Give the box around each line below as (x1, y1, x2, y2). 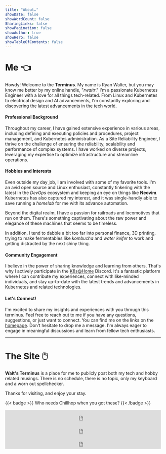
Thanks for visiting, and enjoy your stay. (5, 390, 86, 396)
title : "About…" (5, 7, 39, 12)
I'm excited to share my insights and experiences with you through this (5, 306, 149, 313)
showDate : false (5, 12, 39, 17)
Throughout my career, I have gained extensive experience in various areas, (5, 125, 160, 131)
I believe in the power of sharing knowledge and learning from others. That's (5, 263, 161, 269)
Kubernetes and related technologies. (5, 284, 82, 290)
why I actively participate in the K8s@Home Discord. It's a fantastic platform (5, 268, 161, 274)
